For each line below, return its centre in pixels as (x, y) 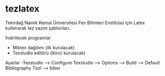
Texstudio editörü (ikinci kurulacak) (49, 53)
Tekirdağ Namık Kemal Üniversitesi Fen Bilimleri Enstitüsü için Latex (75, 23)
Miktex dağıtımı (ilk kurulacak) (44, 47)
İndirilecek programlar (28, 38)
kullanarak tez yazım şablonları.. (38, 28)
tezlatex (22, 9)
